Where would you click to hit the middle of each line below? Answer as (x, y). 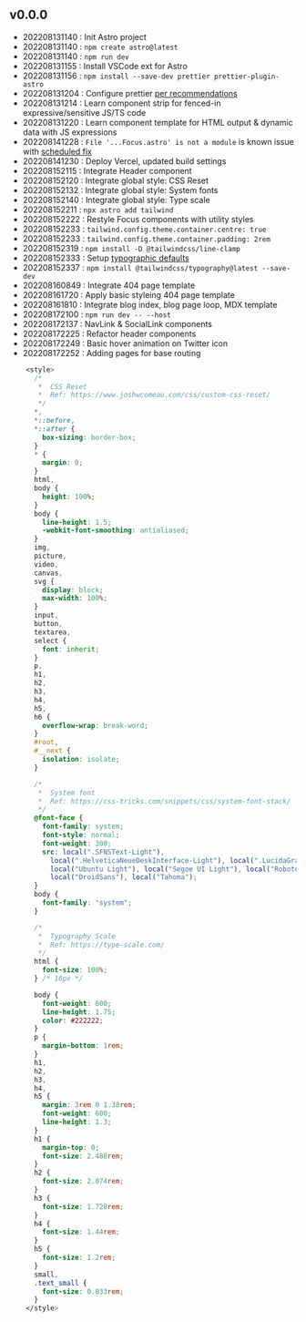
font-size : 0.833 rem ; (83, 1291)
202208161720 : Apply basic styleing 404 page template (128, 294)
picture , (50, 556)
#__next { (52, 751)
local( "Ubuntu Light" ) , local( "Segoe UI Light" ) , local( (160, 869)
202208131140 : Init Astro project (85, 36)
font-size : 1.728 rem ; (83, 1206)
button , (48, 624)
